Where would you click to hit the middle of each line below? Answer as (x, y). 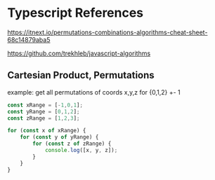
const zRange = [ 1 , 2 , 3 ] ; (44, 118)
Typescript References (76, 13)
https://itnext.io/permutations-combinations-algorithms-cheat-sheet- (107, 32)
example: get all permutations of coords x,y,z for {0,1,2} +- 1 (94, 92)
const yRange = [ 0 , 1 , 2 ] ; (44, 111)
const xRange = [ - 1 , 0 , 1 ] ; (45, 105)
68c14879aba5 (29, 39)
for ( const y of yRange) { (59, 137)
